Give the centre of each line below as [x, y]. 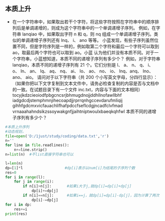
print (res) [16, 214]
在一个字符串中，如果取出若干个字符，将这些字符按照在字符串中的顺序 [83, 22]
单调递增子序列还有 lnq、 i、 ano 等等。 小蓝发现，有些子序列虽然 [87, 40]
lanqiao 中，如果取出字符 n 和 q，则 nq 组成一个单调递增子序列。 [88, 34]
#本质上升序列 [17, 127]
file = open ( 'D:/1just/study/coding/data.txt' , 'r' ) [57, 136]
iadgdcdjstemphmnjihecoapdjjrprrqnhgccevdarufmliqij [67, 100]
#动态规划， [16, 131]
